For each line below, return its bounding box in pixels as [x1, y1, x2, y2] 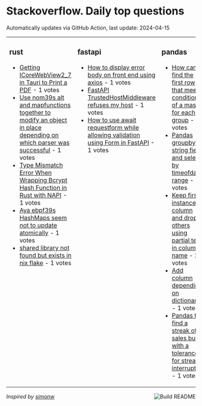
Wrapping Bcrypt [19, 176, 68, 184]
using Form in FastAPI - [87, 138, 155, 147]
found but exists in [19, 251, 72, 259]
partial [171, 236, 190, 244]
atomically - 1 [19, 229, 60, 237]
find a [171, 319, 188, 327]
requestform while [87, 123, 139, 132]
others [171, 221, 191, 229]
